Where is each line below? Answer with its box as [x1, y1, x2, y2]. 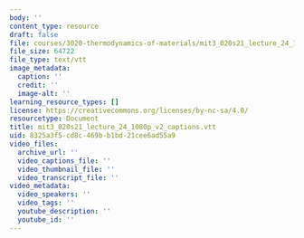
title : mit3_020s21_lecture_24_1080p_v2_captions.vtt [9, 123, 217, 132]
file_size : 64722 [9, 47, 75, 56]
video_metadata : [9, 182, 71, 191]
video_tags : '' [17, 198, 75, 208]
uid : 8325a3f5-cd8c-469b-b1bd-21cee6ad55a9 [9, 131, 176, 140]
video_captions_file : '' [17, 156, 111, 166]
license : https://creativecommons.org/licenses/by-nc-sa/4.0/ [9, 106, 249, 115]
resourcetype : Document [9, 114, 100, 123]
